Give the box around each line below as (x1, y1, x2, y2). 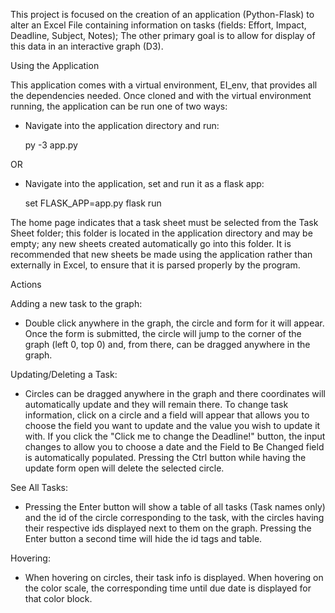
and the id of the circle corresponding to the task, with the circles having (24, 512, 325, 523)
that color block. (24, 593, 93, 604)
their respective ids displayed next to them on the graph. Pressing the (24, 522, 312, 534)
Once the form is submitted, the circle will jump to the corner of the (24, 328, 302, 339)
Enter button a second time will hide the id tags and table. (24, 533, 263, 544)
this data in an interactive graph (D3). (10, 40, 164, 52)
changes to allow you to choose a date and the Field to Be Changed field (24, 441, 325, 453)
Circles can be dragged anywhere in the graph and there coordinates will (24, 388, 326, 399)
